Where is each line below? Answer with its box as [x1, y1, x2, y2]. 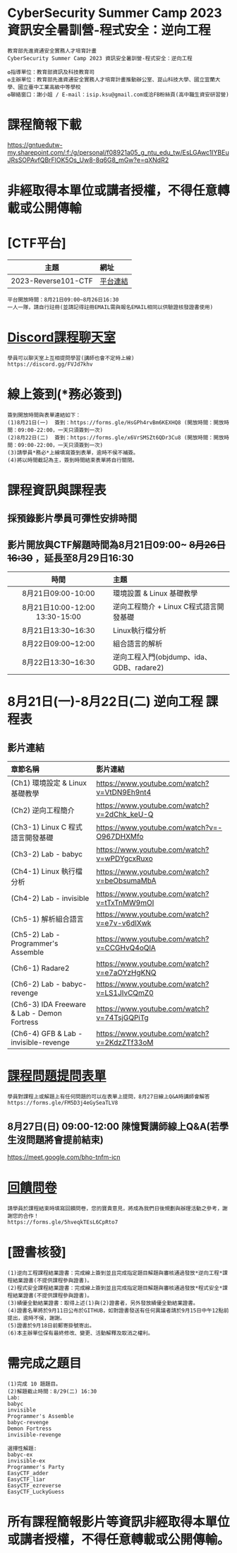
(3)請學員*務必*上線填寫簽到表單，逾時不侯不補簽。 [7, 449, 139, 456]
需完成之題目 [7, 1356, 83, 1371]
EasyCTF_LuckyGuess [7, 1488, 65, 1495]
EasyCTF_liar [7, 1476, 46, 1483]
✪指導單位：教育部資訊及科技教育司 [7, 69, 95, 76]
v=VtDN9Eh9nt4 [96, 787, 152, 797]
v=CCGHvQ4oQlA [96, 943, 157, 953]
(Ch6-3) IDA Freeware [11, 999, 86, 1009]
